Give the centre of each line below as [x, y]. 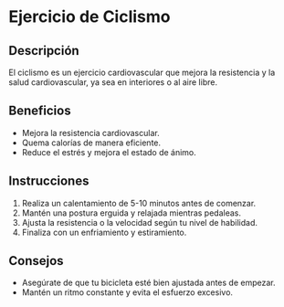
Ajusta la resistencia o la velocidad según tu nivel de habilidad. [139, 222]
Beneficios [40, 111]
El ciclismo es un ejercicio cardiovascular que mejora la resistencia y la [142, 72]
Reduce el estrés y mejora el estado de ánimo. [109, 152]
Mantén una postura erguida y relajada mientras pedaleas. [131, 213]
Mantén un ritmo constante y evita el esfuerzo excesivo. [127, 292]
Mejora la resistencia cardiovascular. [91, 132]
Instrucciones [49, 181]
